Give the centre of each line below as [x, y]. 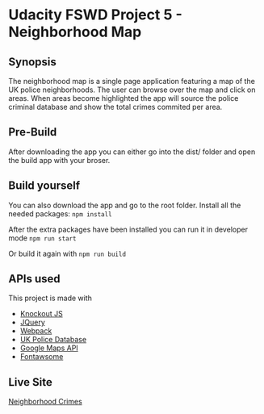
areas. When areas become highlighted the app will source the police [124, 98]
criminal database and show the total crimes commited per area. [115, 107]
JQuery [33, 322]
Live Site [30, 382]
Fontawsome [42, 357]
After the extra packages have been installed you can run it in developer [128, 229]
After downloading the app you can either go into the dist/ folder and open [132, 152]
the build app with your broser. [59, 160]
